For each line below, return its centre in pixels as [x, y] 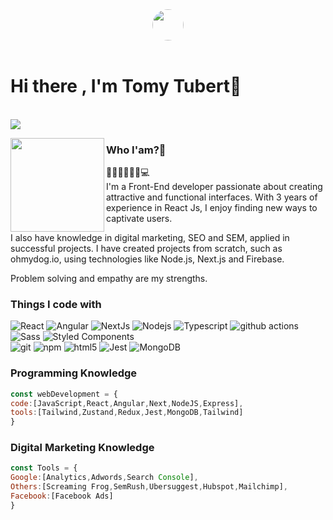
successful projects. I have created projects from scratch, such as [146, 249]
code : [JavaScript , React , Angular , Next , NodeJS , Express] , [127, 403]
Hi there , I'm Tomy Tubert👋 [126, 86]
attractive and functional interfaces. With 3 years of [212, 197]
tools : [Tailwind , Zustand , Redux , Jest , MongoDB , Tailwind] [127, 413]
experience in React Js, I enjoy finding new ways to [212, 208]
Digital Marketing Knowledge [82, 448]
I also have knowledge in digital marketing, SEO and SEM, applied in [150, 238]
